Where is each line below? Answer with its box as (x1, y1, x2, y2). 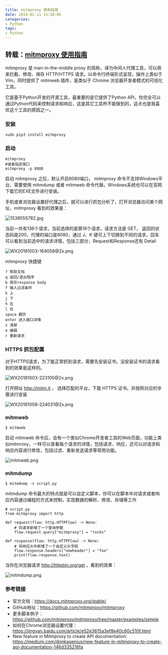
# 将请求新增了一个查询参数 (14, 526, 63, 531)
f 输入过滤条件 (5, 286, 32, 291)
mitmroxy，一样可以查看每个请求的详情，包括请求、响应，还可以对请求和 (9, 441, 160, 447)
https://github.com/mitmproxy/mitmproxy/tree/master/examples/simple (12, 616, 159, 622)
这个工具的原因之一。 (9, 106, 53, 113)
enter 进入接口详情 (5, 317, 41, 323)
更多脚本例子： (12, 610, 43, 616)
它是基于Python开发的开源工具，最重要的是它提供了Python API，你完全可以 (5, 94, 161, 100)
